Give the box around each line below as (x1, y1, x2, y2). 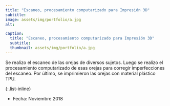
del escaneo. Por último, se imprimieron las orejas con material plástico (5, 70, 156, 76)
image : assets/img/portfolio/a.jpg (5, 17, 81, 22)
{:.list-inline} (5, 86, 31, 92)
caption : (5, 31, 24, 36)
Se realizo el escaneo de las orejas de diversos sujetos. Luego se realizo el (5, 59, 163, 66)
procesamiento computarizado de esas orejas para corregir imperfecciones (5, 65, 165, 71)
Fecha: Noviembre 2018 (12, 95, 63, 101)
